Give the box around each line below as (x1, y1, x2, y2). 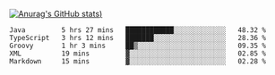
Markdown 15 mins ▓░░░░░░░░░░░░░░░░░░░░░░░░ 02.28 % (9, 57, 267, 66)
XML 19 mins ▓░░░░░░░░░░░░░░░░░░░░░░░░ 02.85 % (9, 49, 267, 58)
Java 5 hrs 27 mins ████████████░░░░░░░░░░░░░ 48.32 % (9, 26, 267, 35)
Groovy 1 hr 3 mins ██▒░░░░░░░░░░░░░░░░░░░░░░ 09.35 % (9, 41, 267, 50)
